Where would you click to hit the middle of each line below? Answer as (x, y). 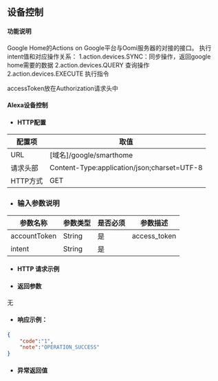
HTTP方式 (27, 181)
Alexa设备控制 (28, 105)
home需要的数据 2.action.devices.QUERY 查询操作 (78, 65)
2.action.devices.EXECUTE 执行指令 (58, 74)
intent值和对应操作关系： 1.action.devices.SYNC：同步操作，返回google (109, 56)
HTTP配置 (32, 122)
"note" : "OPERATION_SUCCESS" (59, 347)
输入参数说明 (38, 204)
